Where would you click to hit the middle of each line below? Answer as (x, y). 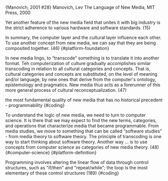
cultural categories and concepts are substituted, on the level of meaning (81, 74)
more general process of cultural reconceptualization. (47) (66, 90)
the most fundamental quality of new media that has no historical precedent (84, 100)
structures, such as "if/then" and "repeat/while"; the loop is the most (76, 168)
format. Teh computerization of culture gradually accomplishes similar (78, 63)
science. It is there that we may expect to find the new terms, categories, (81, 120)
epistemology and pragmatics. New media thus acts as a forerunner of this (83, 85)
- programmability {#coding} (35, 105)
